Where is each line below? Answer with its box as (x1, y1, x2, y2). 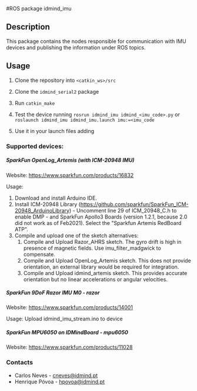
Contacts (6, 359, 34, 367)
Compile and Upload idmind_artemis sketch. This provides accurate (23, 269, 188, 276)
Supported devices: (6, 142, 64, 150)
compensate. (23, 250, 56, 258)
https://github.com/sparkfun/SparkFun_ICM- (80, 200, 189, 208)
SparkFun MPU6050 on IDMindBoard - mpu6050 (6, 329, 128, 336)
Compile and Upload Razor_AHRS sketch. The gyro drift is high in (23, 238, 182, 245)
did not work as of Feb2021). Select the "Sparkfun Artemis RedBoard (14, 219, 182, 226)
